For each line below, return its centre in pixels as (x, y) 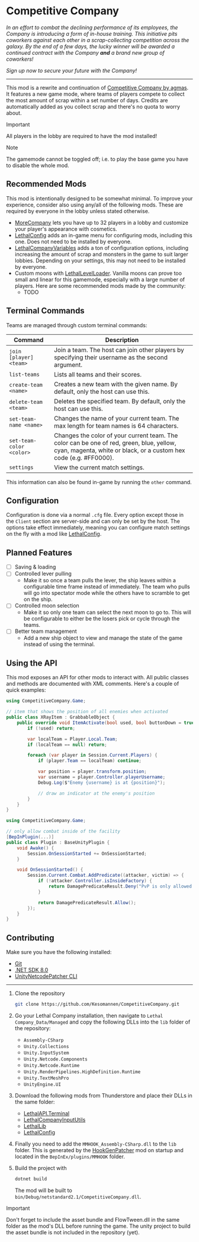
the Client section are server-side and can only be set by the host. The (93, 521)
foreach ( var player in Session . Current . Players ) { (93, 755)
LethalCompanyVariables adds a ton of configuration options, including (101, 247)
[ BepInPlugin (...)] (30, 837)
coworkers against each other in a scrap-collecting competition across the (98, 40)
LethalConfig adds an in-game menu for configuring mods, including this (103, 235)
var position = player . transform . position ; (92, 771)
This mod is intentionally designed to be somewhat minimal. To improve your (99, 198)
